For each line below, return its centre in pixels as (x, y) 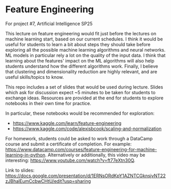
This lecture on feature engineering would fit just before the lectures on (81, 33)
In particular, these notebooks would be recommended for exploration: (80, 113)
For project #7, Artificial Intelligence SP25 (49, 24)
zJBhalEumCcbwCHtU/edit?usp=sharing (48, 181)
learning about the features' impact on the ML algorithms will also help (80, 60)
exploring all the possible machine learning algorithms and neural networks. (85, 50)
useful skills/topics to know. (35, 77)
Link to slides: (20, 170)
